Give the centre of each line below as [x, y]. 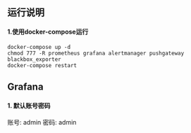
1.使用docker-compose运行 [48, 31]
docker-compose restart [42, 65]
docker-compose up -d [39, 47]
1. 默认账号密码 [29, 105]
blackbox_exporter [34, 59]
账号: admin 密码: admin [42, 122]
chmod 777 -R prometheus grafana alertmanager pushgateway [96, 53]
